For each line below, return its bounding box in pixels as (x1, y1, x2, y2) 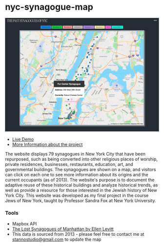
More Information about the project (12, 141, 83, 147)
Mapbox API (12, 221, 37, 226)
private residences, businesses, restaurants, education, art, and (5, 161, 133, 167)
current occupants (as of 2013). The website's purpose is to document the (5, 177, 155, 183)
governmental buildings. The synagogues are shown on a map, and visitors (5, 166, 156, 172)
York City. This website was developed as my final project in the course (5, 192, 149, 198)
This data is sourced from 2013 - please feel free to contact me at (12, 231, 144, 237)
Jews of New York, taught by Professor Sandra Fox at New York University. (5, 197, 156, 204)
